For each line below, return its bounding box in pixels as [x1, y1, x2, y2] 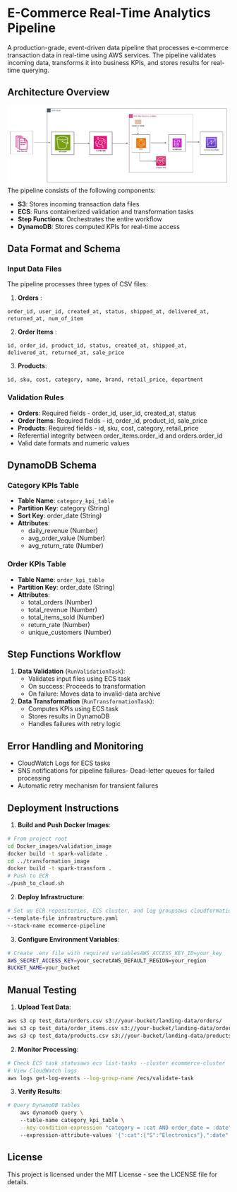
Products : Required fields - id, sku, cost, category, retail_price [17, 423, 199, 432]
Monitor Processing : [17, 1045, 79, 1053]
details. [7, 1177, 29, 1186]
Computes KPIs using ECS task [28, 705, 119, 713]
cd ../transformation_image [7, 858, 90, 865]
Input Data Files [7, 264, 62, 274]
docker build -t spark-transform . [7, 865, 112, 872]
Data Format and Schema [7, 243, 121, 255]
